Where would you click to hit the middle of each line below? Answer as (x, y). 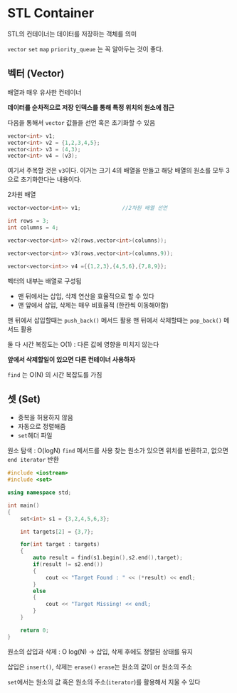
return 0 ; (35, 630)
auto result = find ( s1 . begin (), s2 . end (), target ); (108, 558)
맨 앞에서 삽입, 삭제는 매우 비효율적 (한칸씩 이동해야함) (93, 305)
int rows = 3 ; (28, 221)
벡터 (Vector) (36, 74)
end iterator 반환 (33, 460)
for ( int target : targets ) (60, 545)
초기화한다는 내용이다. (51, 179)
